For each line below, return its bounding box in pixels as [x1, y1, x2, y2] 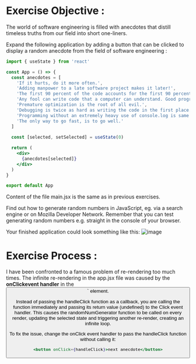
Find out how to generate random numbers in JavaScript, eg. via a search [6, 205, 183, 212]
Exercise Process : [6, 249, 97, 262]
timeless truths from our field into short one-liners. [6, 29, 127, 36]
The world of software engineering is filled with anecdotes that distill [6, 23, 171, 30]
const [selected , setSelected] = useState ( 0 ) [11, 135, 124, 140]
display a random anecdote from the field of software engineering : [6, 47, 167, 54]
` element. [87, 288, 109, 294]
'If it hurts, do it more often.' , [16, 80, 103, 86]
